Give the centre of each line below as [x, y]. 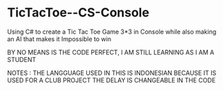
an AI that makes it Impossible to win [59, 38]
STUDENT [22, 59]
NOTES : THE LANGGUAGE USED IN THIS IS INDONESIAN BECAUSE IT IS [112, 73]
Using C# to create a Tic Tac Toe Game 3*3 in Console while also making [112, 32]
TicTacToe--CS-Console [78, 13]
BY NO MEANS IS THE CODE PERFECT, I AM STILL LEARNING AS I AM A [111, 52]
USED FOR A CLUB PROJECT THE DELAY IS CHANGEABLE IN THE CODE [111, 80]
